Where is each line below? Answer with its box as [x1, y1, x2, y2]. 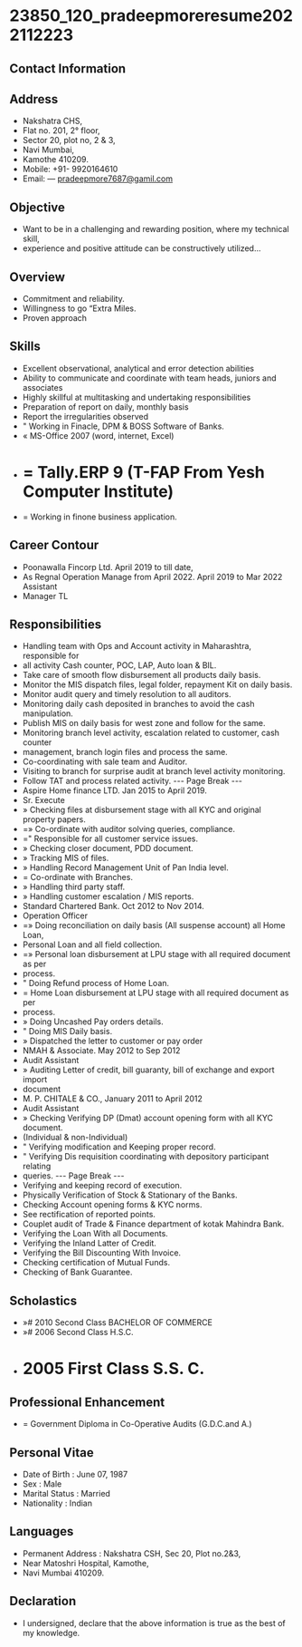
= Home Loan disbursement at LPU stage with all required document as [22, 987, 289, 998]
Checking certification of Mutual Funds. [22, 1257, 170, 1268]
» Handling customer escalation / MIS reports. [22, 891, 194, 902]
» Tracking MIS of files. [22, 853, 109, 864]
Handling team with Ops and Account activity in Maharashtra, [22, 641, 251, 652]
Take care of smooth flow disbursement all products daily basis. [22, 670, 261, 681]
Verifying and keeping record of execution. [22, 1180, 183, 1191]
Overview [9, 269, 66, 285]
